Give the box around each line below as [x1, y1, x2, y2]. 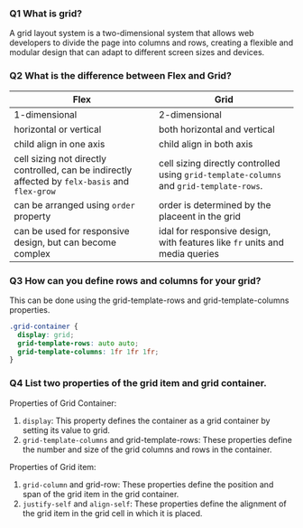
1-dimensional [14, 108, 78, 120]
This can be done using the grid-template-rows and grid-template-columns [9, 295, 289, 306]
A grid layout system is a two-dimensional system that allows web [9, 28, 254, 39]
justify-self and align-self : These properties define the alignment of [22, 498, 287, 509]
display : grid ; [17, 330, 75, 339]
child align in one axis [14, 137, 106, 150]
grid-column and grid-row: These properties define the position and [22, 478, 274, 490]
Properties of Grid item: [9, 461, 96, 472]
